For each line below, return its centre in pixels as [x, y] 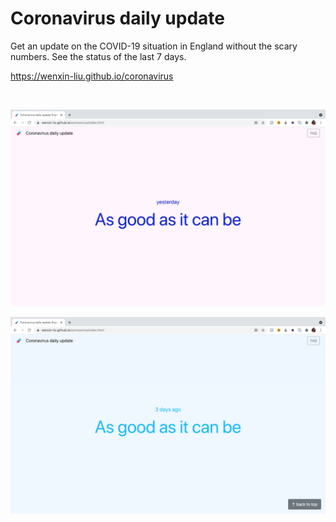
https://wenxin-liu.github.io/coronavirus [92, 76]
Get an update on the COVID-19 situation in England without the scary [154, 46]
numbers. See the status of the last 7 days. [98, 56]
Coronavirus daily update [118, 18]
